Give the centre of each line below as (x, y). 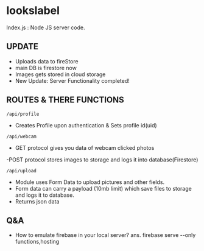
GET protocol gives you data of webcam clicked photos (85, 147)
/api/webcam (21, 136)
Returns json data (37, 201)
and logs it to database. (44, 195)
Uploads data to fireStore (47, 61)
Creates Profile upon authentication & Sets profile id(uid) (86, 125)
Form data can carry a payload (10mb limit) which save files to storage (103, 188)
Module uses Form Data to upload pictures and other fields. (90, 182)
